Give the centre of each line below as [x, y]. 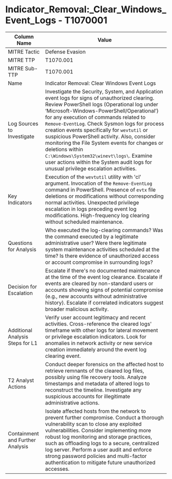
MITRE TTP [21, 60]
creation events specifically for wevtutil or [97, 130]
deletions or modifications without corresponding [104, 196]
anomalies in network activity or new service [99, 343]
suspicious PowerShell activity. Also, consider [100, 136]
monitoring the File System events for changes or [104, 143]
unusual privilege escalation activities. [91, 168]
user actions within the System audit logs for [99, 162]
